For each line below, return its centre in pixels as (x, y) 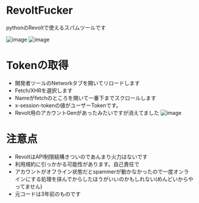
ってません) (29, 186)
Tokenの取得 (37, 65)
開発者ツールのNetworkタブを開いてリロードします (77, 83)
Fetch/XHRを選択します (44, 90)
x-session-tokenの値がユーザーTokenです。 (68, 105)
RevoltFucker (40, 10)
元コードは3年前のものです (48, 193)
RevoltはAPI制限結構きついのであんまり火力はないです (81, 157)
